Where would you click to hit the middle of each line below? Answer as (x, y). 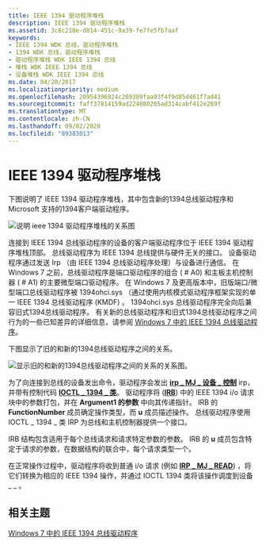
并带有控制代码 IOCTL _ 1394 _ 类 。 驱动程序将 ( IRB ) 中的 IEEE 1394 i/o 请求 (131, 392)
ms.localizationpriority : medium (63, 89)
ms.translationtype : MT (47, 112)
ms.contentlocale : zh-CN (49, 119)
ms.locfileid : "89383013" (51, 133)
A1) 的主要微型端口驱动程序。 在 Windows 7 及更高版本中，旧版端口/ (139, 282)
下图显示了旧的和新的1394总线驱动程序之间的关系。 (93, 348)
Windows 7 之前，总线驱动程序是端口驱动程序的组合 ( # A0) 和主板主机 (124, 272)
